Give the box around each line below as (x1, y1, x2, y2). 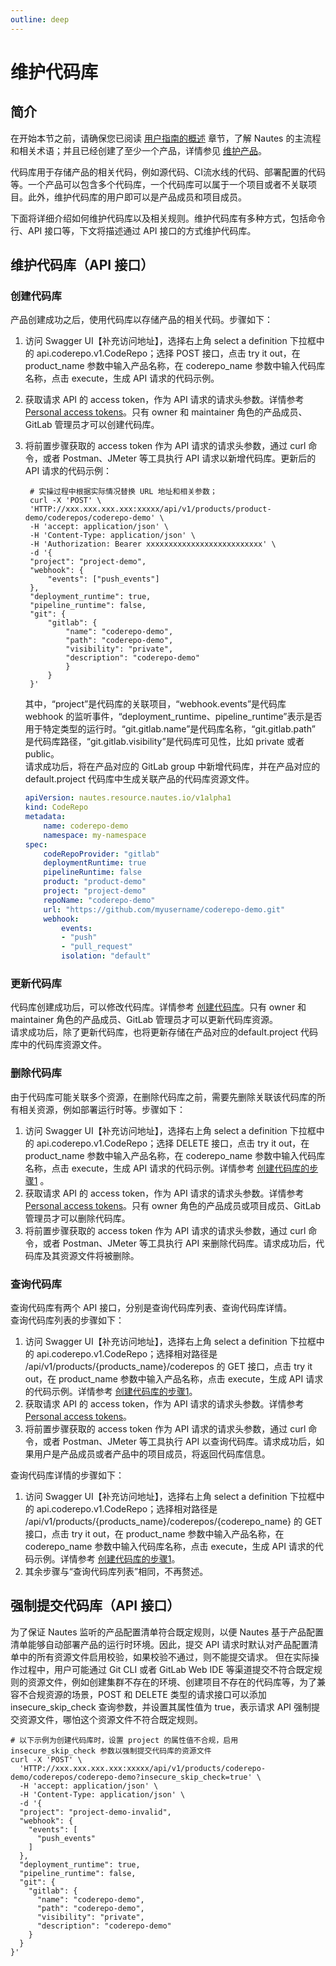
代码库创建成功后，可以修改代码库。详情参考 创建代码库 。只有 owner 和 (10, 1001, 307, 1013)
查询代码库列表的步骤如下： (10, 1314, 125, 1326)
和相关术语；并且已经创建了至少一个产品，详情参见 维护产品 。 (10, 144, 267, 156)
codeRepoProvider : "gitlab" (43, 849, 160, 859)
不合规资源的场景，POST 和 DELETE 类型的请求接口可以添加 (18, 1688, 267, 1700)
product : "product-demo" (43, 877, 147, 887)
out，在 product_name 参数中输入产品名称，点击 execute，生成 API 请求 (24, 1372, 324, 1385)
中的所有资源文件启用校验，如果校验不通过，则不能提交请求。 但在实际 (18, 1651, 311, 1663)
